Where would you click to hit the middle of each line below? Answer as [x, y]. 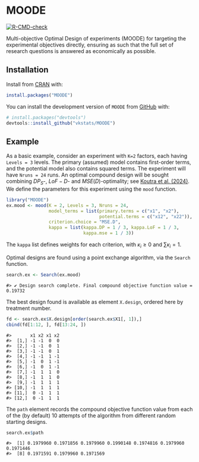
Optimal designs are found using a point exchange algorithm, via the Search [98, 258]
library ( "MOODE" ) [28, 200]
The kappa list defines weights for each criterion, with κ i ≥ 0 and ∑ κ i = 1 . [94, 245]
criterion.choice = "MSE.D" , [84, 222]
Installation [27, 70]
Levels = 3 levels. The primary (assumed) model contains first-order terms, [99, 162]
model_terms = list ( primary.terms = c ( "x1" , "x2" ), [114, 211]
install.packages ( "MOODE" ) [40, 95]
